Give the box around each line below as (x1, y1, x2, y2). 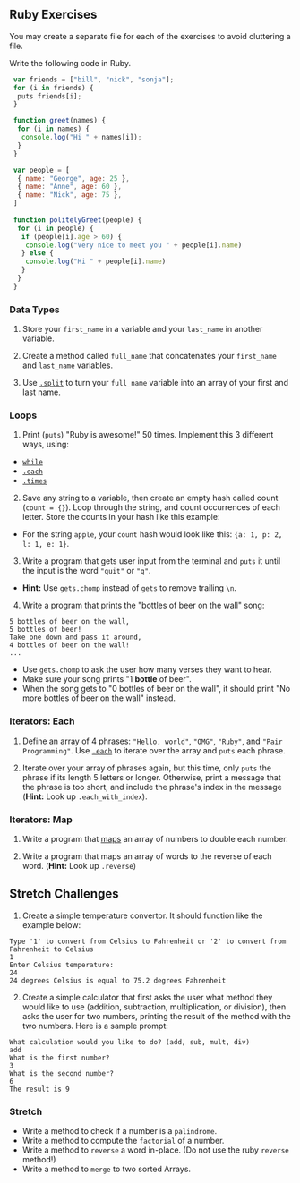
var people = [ (13, 166, 70, 174)
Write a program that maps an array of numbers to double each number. (21, 834, 288, 844)
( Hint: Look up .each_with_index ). (21, 791, 148, 802)
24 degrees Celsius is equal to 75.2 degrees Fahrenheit (9, 975, 227, 985)
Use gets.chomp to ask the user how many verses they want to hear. (21, 664, 272, 675)
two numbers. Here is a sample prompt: (21, 1020, 168, 1031)
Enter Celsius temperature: (9, 960, 115, 969)
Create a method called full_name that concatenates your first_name (21, 351, 278, 362)
